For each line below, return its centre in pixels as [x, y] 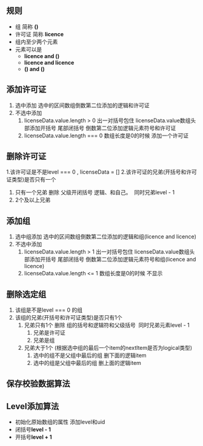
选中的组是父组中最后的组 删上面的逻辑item [87, 363]
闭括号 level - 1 [33, 430]
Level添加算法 [33, 406]
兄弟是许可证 [49, 333]
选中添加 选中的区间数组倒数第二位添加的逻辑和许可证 [82, 105]
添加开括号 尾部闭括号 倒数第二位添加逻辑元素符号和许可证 [103, 128]
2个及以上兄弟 [33, 200]
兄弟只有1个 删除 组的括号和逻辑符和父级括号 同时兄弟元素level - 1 [107, 325]
